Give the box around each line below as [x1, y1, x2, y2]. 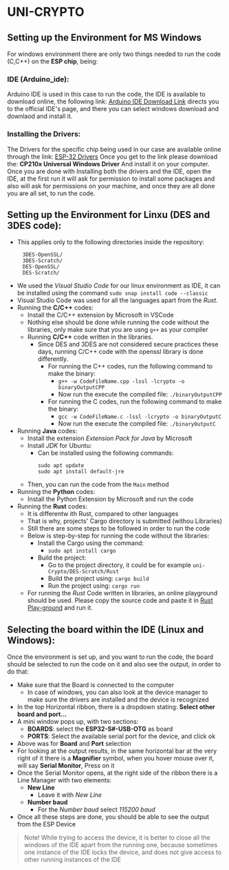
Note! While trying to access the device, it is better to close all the [23, 833, 211, 842]
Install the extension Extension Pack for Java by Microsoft [27, 434, 193, 442]
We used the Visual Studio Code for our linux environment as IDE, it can [17, 281, 221, 290]
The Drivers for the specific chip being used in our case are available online [7, 145, 221, 153]
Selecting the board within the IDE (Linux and [7, 624, 204, 635]
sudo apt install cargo [47, 548, 116, 555]
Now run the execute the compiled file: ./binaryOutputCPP [58, 390, 222, 399]
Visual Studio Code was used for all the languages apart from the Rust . [17, 296, 218, 304]
